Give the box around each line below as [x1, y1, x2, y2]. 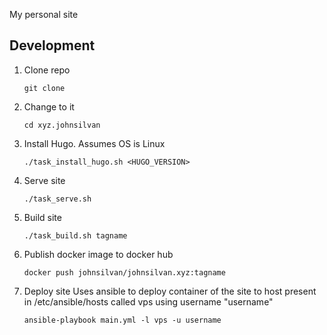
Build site [23, 211, 62, 223]
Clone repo [23, 64, 71, 76]
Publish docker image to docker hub [23, 248, 174, 260]
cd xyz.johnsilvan [23, 120, 101, 130]
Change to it [23, 100, 75, 113]
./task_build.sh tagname [23, 230, 128, 241]
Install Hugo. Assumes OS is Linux [23, 137, 166, 149]
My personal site [9, 9, 79, 20]
